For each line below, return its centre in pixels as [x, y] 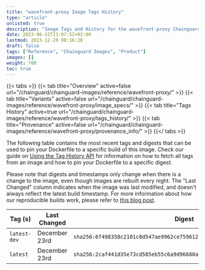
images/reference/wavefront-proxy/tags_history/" [69, 118]
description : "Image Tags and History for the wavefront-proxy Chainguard [103, 29]
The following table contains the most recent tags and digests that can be [99, 143]
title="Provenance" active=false [46, 125]
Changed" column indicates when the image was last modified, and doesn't [101, 187]
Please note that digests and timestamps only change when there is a [94, 174]
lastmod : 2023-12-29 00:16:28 [45, 40]
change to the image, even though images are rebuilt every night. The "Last [101, 181]
